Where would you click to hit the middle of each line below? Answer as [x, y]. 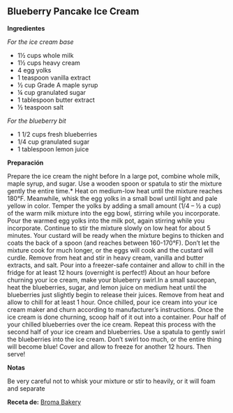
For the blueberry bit [37, 121]
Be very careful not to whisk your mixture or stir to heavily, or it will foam [112, 381]
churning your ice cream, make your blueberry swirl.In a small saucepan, [112, 280]
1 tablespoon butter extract [56, 100]
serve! [16, 354]
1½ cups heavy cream [48, 63]
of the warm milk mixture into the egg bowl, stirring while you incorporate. [114, 213]
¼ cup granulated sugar [51, 92]
